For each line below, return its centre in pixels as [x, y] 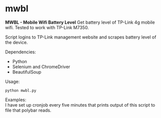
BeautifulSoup [27, 72]
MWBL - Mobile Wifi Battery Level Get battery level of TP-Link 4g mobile [80, 22]
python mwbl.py [21, 90]
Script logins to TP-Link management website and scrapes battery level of [81, 37]
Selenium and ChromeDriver [41, 67]
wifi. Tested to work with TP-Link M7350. [47, 27]
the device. [17, 42]
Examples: [16, 100]
